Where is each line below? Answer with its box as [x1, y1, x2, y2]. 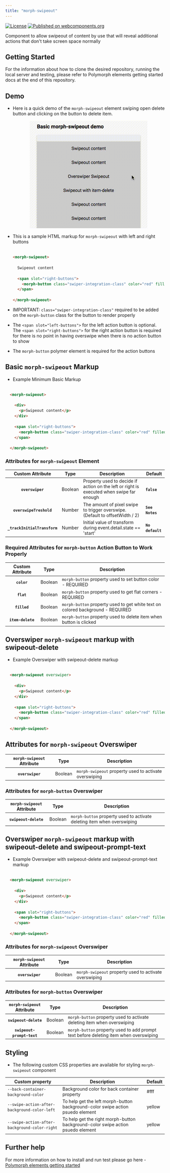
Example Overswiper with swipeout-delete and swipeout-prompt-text [12, 856, 158, 862]
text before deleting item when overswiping [68, 1032, 158, 1038]
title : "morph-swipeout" [5, 8, 58, 13]
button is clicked [62, 619, 96, 625]
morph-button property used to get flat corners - [62, 589, 162, 595]
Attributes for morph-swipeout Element [5, 458, 100, 465]
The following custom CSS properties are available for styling [12, 1062, 141, 1068]
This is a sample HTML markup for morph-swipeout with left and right [12, 233, 155, 239]
